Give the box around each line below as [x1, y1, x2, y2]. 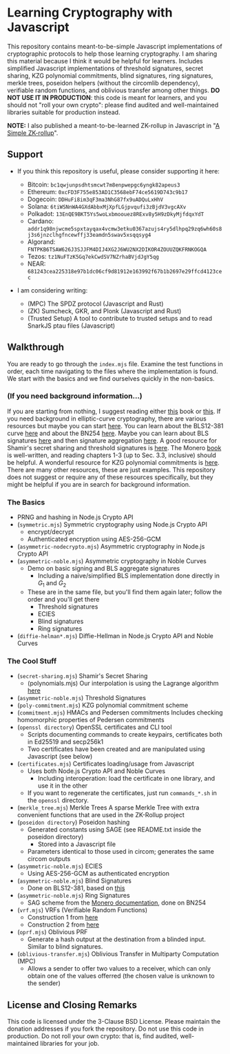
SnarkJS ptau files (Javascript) [27, 322, 116, 330]
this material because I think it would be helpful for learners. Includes [7, 56, 203, 65]
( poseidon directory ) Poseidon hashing [17, 818, 130, 827]
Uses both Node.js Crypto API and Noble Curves [27, 767, 166, 775]
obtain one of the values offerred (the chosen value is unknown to [27, 972, 215, 980]
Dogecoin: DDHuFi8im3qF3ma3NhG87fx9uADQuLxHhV [27, 195, 164, 203]
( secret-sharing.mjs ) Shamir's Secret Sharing [17, 672, 148, 680]
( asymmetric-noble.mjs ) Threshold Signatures [17, 694, 147, 702]
